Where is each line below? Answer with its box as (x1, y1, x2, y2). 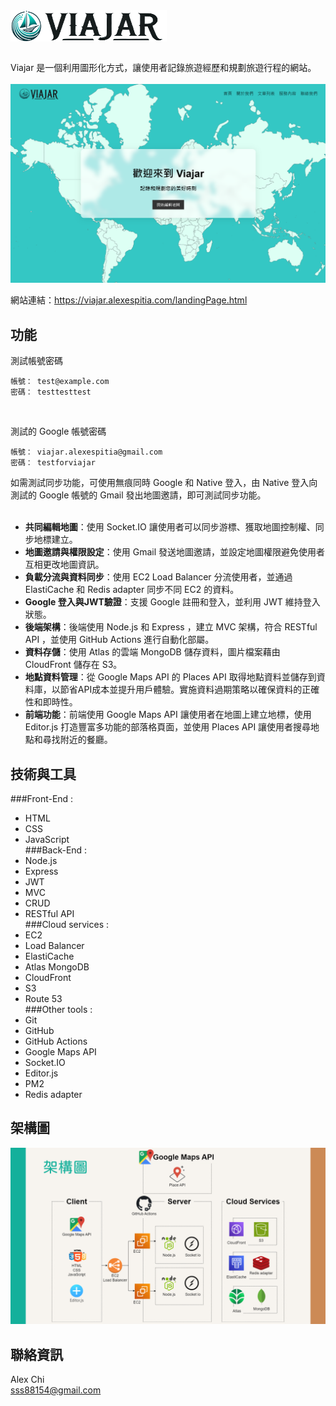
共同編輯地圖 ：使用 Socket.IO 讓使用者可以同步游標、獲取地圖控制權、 (24, 521, 316, 533)
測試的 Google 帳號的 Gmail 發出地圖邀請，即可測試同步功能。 (10, 489, 267, 501)
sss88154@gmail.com (10, 1384, 102, 1396)
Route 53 (24, 993, 63, 1005)
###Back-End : (24, 844, 88, 856)
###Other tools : (24, 1004, 93, 1016)
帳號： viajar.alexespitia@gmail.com (10, 447, 163, 458)
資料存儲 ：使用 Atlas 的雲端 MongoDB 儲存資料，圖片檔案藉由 (24, 646, 281, 658)
